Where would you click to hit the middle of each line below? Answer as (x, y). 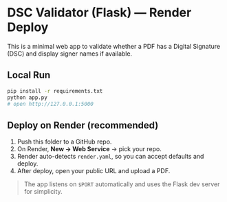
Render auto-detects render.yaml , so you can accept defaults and (110, 157)
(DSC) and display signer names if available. (70, 54)
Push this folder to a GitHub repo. (64, 142)
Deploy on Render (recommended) (83, 125)
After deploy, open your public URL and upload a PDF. (94, 171)
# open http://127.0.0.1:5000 (51, 104)
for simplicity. (43, 192)
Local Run (29, 75)
